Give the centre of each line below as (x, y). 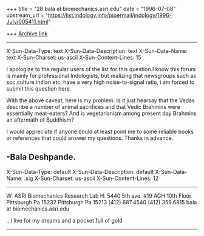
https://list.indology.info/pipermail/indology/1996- (110, 15)
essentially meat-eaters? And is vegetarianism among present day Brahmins (101, 113)
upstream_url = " (27, 15)
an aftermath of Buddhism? (40, 120)
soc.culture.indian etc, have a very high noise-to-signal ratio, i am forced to (100, 82)
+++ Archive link (27, 33)
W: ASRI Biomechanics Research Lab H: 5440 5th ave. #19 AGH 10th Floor (99, 196)
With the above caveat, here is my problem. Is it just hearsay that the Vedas (101, 100)
